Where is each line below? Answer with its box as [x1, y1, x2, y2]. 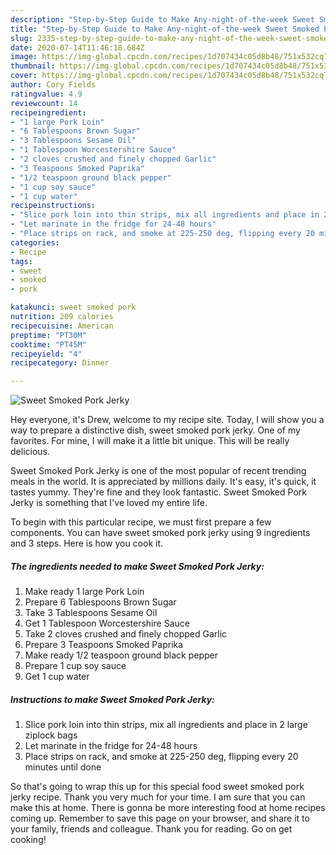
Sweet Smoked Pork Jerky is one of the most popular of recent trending [10, 465, 307, 477]
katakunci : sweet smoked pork [10, 302, 137, 313]
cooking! [10, 834, 47, 846]
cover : [10, 71, 38, 81]
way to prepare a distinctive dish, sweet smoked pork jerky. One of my [10, 424, 301, 436]
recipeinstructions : [10, 201, 97, 211]
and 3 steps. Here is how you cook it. [10, 537, 164, 550]
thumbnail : [10, 61, 56, 71]
